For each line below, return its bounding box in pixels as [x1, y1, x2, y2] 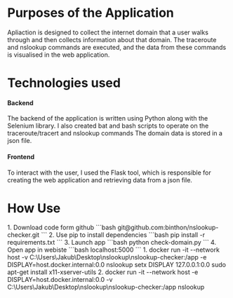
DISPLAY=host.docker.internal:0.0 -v [7, 276, 113, 284]
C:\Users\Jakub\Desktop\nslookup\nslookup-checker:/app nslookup [7, 283, 205, 292]
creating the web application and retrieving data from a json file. [7, 175, 193, 184]
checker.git [7, 231, 40, 239]
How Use [7, 200, 61, 216]
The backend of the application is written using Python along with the [7, 114, 208, 123]
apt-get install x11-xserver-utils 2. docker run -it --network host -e [7, 268, 199, 276]
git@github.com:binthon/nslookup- [117, 223, 219, 232]
